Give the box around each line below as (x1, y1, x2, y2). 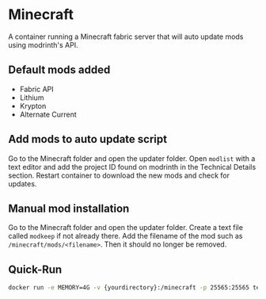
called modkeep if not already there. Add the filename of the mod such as (8, 232, 243, 241)
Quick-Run (8, 263, 63, 276)
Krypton (19, 101, 47, 110)
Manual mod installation (8, 201, 130, 215)
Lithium (19, 93, 44, 102)
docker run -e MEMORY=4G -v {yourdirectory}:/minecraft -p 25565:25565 (8, 284, 249, 292)
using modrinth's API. (8, 40, 78, 49)
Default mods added (8, 63, 111, 77)
